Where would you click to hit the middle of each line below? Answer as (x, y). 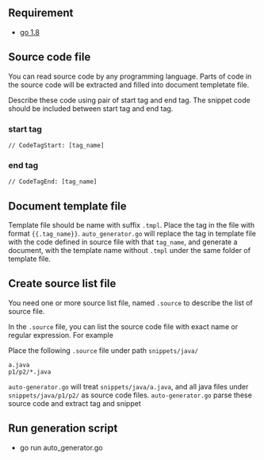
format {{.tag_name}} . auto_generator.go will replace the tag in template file (132, 234)
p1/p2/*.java (30, 372)
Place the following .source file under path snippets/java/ (103, 350)
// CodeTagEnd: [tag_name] (53, 182)
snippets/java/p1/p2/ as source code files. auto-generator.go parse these (130, 395)
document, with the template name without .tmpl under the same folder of (130, 251)
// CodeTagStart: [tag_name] (56, 145)
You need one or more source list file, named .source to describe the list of (131, 303)
